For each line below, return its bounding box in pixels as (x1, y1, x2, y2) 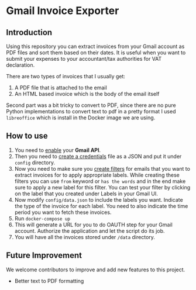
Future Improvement (6, 250, 82, 261)
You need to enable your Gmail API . (14, 146, 101, 153)
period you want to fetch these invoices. (14, 209, 112, 216)
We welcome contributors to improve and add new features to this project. (6, 266, 185, 273)
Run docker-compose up (14, 215, 70, 222)
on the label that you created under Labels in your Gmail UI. (14, 190, 158, 197)
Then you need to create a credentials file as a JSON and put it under (14, 153, 182, 160)
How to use (6, 131, 48, 141)
